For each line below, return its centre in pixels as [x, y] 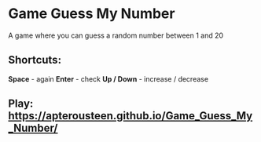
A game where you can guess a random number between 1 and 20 [116, 35]
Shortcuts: [35, 60]
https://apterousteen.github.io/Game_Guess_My [130, 116]
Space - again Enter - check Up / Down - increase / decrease [108, 78]
